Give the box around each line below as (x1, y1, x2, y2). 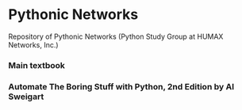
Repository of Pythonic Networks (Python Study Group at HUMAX (8, 32, 224, 41)
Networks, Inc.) (8, 40, 59, 49)
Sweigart (8, 91, 44, 102)
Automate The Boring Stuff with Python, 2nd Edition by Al (8, 81, 235, 92)
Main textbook (8, 59, 66, 70)
